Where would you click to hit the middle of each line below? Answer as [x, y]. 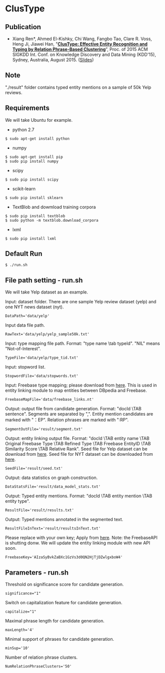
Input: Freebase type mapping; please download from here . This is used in [81, 385]
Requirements [27, 108]
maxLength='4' [20, 630]
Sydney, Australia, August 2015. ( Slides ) [53, 60]
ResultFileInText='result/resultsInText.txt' [53, 529]
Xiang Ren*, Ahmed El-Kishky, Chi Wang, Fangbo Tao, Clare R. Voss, [82, 39]
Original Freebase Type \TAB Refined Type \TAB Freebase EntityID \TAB [78, 444]
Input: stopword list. [25, 367]
